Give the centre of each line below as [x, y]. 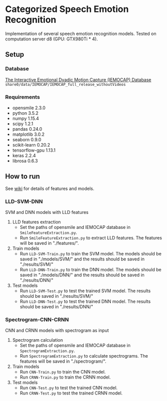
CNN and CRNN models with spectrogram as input [57, 331]
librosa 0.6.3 [25, 161]
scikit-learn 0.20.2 [31, 145]
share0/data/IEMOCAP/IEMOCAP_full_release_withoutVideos [66, 84]
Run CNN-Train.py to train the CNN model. [63, 372]
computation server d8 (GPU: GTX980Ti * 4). [52, 39]
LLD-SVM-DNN [24, 201]
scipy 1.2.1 [23, 124]
